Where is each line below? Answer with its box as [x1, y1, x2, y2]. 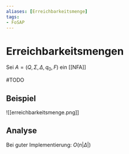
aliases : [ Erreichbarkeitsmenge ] [6, 8, 88, 15]
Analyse [6, 126, 37, 136]
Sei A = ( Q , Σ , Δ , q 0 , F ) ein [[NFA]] [6, 64, 86, 72]
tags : [6, 14, 19, 20]
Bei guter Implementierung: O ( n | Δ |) [6, 141, 91, 148]
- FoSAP [6, 19, 25, 25]
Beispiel [6, 93, 36, 103]
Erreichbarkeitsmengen [6, 44, 124, 58]
